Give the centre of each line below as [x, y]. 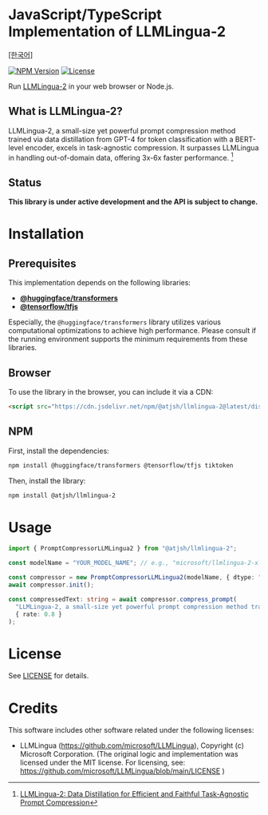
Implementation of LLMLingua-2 [117, 32]
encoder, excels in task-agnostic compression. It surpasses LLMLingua [142, 147]
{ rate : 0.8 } [39, 614]
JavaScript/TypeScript [85, 15]
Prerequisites [42, 263]
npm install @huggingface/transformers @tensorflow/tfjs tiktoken [121, 465]
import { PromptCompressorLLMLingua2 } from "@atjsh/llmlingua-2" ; [123, 549]
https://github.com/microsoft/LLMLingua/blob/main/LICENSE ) [122, 771]
